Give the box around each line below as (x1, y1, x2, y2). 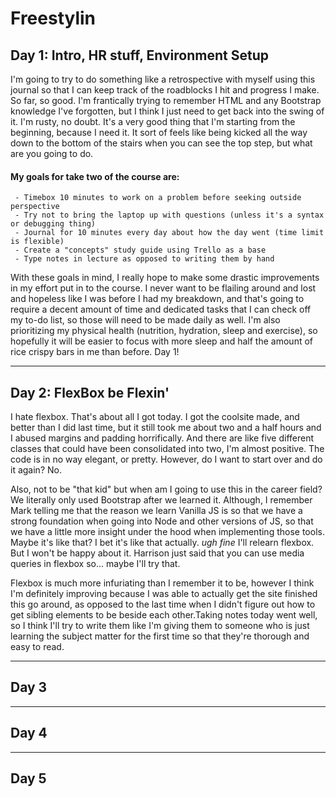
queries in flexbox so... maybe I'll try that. (10, 558, 181, 570)
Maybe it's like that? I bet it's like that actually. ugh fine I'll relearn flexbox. (10, 537, 315, 549)
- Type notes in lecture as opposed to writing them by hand (14, 254, 275, 264)
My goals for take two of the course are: (10, 170, 180, 182)
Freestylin (10, 7, 97, 30)
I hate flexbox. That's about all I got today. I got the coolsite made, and (10, 411, 300, 423)
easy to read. (10, 641, 65, 653)
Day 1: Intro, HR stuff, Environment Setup (10, 47, 269, 64)
